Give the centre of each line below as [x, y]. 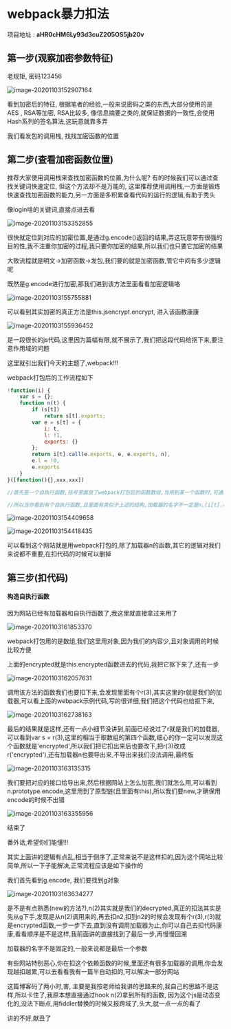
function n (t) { [43, 403]
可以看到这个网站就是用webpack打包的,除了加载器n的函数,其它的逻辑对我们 [114, 545]
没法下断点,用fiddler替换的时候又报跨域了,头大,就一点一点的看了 [111, 1004]
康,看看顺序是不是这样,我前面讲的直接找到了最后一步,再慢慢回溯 [97, 934]
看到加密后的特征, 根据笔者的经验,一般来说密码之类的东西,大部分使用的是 [110, 104]
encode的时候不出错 [36, 800]
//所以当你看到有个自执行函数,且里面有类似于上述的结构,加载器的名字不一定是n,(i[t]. [115, 505]
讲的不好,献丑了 [29, 1018]
